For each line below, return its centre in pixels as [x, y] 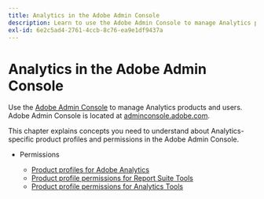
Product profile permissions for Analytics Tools [107, 186]
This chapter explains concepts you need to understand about [109, 131]
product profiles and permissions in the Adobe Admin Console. [137, 139]
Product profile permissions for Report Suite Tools [112, 179]
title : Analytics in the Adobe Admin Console [84, 15]
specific [21, 139]
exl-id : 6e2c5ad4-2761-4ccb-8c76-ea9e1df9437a [86, 30]
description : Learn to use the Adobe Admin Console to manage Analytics [130, 23]
